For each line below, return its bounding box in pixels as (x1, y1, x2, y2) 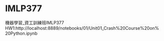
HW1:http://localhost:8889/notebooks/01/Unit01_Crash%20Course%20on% (5, 25, 160, 31)
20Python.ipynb (5, 30, 38, 36)
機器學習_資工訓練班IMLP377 (5, 20, 64, 25)
